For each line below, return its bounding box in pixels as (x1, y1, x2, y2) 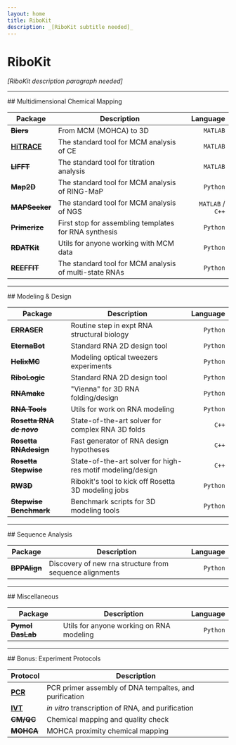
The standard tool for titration (58, 158, 155, 168)
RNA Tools (11, 404, 47, 414)
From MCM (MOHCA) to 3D (58, 126, 149, 136)
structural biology (70, 330, 129, 339)
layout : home (7, 10, 46, 18)
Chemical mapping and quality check (46, 715, 169, 725)
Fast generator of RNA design (70, 436, 169, 446)
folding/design (70, 393, 119, 403)
